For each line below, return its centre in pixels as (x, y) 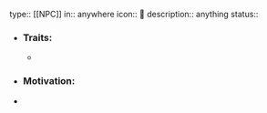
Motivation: (49, 81)
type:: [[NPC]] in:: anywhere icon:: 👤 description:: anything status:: (134, 14)
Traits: (37, 37)
